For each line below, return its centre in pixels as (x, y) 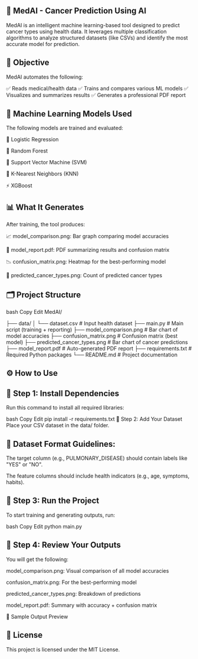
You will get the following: (37, 559)
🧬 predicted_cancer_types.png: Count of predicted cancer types (84, 275)
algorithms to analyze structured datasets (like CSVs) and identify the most (97, 38)
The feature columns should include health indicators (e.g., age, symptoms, (98, 476)
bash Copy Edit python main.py (44, 526)
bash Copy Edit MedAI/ (34, 312)
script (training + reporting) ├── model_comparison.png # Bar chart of (92, 330)
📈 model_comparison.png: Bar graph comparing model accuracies (88, 236)
